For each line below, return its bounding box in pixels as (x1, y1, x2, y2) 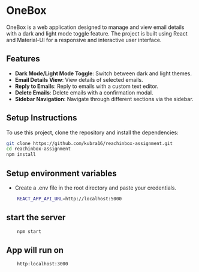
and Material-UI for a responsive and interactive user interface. (6, 36, 162, 43)
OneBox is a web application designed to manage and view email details (6, 23, 185, 31)
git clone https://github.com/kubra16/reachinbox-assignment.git (6, 140, 173, 146)
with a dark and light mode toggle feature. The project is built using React (6, 29, 188, 37)
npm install (6, 152, 36, 158)
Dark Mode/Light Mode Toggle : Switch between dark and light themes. (14, 70, 192, 77)
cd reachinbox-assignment (6, 146, 71, 152)
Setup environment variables (6, 168, 117, 178)
